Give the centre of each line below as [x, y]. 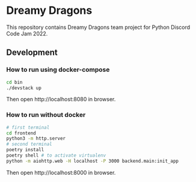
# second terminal [29, 144]
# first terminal [28, 127]
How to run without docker [46, 115]
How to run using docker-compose [58, 70]
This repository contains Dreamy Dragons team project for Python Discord [98, 27]
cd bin [14, 82]
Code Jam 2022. [27, 33]
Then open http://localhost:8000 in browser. [61, 172]
